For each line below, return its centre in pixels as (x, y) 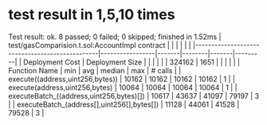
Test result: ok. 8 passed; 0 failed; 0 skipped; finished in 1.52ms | (115, 37)
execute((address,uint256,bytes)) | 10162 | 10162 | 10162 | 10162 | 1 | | (122, 79)
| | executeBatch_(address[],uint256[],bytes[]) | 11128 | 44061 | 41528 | (124, 104)
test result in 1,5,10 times (92, 15)
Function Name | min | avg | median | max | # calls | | (95, 70)
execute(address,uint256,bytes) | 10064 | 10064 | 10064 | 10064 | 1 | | (123, 87)
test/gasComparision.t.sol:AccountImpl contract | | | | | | (100, 45)
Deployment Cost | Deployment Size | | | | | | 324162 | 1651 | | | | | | (132, 62)
